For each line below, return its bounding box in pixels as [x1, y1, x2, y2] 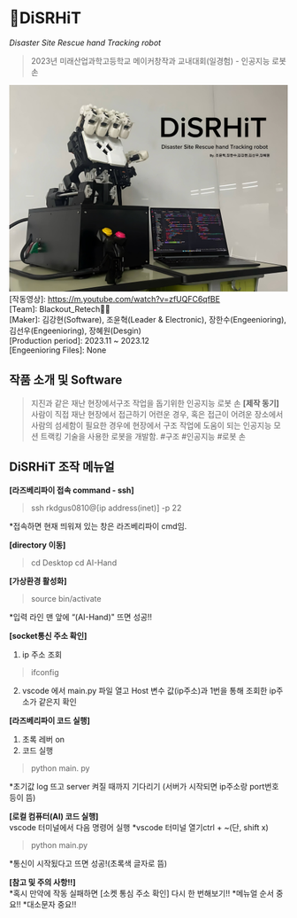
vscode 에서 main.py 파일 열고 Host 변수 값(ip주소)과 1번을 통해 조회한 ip [21, 685, 277, 696]
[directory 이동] [9, 540, 66, 550]
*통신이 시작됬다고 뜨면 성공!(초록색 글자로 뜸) [9, 858, 168, 868]
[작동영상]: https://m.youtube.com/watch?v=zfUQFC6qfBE [9, 294, 221, 305]
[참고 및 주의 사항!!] [9, 876, 77, 887]
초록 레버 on [21, 734, 65, 744]
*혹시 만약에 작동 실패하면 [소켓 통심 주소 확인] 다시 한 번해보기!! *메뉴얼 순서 [9, 888, 274, 899]
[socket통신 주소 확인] [9, 630, 88, 641]
